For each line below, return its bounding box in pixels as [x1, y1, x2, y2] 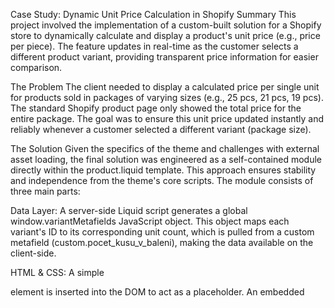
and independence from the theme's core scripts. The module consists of [10, 175, 314, 186]
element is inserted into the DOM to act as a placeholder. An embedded [10, 286, 305, 298]
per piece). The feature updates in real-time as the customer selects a [10, 40, 299, 52]
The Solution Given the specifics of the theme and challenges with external [10, 143, 320, 154]
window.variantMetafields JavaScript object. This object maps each [10, 215, 290, 227]
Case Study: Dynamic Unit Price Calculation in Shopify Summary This [10, 9, 297, 20]
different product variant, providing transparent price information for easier [10, 51, 319, 63]
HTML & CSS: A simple [10, 267, 105, 278]
